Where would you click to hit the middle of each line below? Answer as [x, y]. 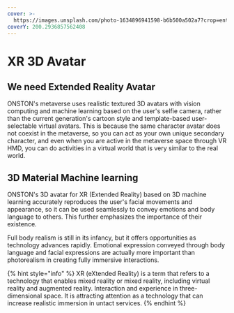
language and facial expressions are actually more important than [101, 253]
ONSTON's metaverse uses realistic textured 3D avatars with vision [104, 104]
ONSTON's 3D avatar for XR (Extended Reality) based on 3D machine [107, 195]
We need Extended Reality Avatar [81, 87]
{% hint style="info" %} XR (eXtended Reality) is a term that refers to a [109, 274]
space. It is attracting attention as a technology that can [123, 296]
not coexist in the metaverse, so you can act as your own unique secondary [116, 133]
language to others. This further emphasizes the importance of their [105, 217]
